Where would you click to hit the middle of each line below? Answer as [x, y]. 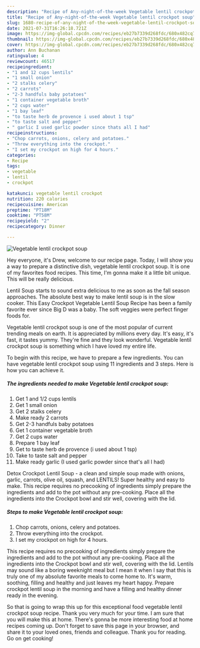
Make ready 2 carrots [42, 417]
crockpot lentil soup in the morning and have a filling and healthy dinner [95, 589]
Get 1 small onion [36, 405]
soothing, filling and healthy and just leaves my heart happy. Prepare [91, 583]
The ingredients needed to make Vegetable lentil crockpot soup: [88, 384]
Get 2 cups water [36, 436]
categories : [21, 155]
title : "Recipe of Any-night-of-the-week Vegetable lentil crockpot [93, 17]
